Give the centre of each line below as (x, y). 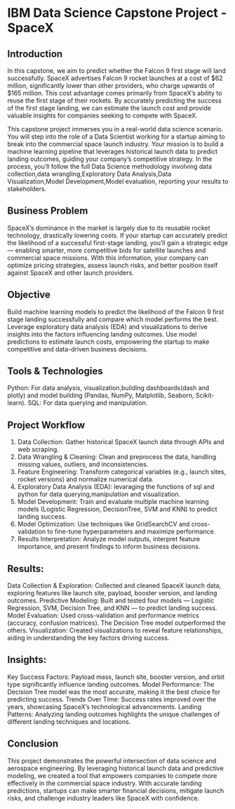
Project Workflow (46, 425)
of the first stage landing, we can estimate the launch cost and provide (109, 108)
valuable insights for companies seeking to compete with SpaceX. (102, 115)
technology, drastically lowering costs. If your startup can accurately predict (117, 235)
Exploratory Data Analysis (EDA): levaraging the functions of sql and (116, 487)
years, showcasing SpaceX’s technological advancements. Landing (105, 706)
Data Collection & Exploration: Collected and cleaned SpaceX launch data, (114, 585)
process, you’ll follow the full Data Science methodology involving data (110, 166)
